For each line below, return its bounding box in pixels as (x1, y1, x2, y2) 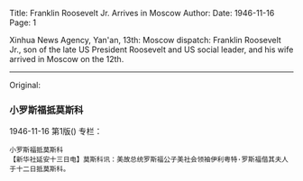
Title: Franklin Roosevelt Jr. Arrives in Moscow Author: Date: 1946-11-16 (9, 8, 275, 18)
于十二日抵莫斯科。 (9, 165, 70, 174)
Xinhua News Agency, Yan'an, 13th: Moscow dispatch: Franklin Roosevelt (9, 35, 281, 45)
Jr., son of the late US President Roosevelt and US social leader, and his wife (9, 44, 294, 55)
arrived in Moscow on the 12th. (9, 54, 124, 64)
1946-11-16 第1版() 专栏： (9, 126, 103, 137)
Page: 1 (9, 17, 37, 28)
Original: (9, 80, 41, 90)
